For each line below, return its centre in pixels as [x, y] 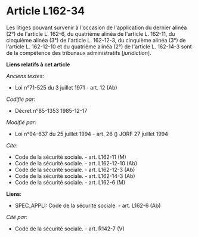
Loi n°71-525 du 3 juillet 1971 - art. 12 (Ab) [66, 87]
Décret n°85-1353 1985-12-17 [51, 110]
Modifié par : [21, 122]
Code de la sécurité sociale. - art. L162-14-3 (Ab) [75, 176]
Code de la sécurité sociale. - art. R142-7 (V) [70, 229]
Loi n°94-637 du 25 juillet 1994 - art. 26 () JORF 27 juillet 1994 [92, 134]
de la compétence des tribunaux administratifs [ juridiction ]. [79, 53]
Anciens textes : [25, 76]
